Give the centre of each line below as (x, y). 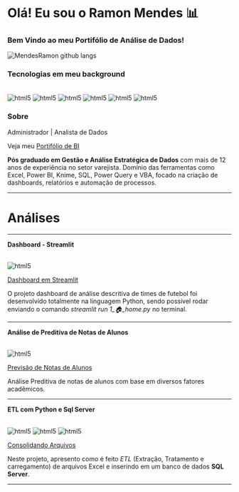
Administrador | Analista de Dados (58, 132)
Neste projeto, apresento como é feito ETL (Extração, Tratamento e (106, 459)
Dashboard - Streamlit (41, 244)
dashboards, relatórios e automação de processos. (82, 183)
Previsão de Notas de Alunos (50, 367)
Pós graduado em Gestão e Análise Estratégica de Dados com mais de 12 (117, 160)
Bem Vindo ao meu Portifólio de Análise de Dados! (96, 41)
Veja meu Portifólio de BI (43, 145)
